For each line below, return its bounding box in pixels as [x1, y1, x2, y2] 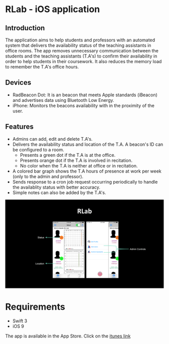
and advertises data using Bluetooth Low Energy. [12, 97, 115, 103]
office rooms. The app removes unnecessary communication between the [5, 48, 158, 53]
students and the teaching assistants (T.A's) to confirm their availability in [5, 53, 157, 59]
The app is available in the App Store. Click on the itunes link [5, 333, 131, 339]
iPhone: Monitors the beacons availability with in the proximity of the [12, 102, 155, 108]
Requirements [5, 301, 65, 313]
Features [5, 123, 34, 131]
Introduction [5, 24, 45, 32]
